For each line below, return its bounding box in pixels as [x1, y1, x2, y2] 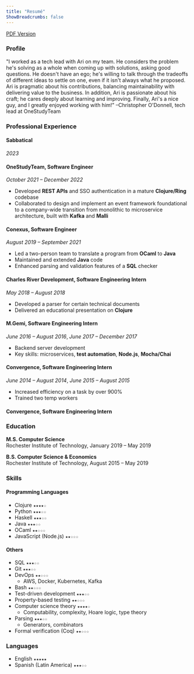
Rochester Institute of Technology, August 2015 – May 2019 [6, 459, 149, 466]
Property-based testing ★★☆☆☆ [14, 596, 86, 603]
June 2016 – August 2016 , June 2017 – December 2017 [6, 333, 137, 340]
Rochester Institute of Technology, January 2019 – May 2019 [6, 442, 151, 449]
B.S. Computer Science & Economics [6, 453, 97, 460]
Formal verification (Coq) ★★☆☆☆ [14, 627, 89, 635]
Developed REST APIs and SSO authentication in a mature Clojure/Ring [14, 188, 186, 195]
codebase [14, 194, 39, 201]
